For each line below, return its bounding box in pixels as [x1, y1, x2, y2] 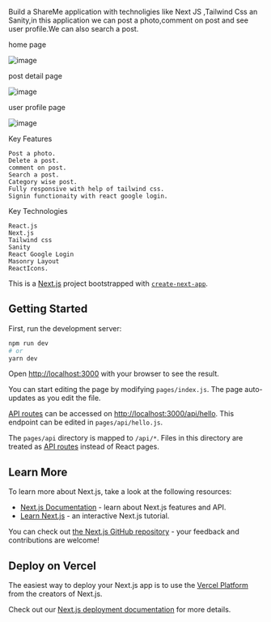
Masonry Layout [8, 258, 60, 266]
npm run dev [8, 339, 49, 347]
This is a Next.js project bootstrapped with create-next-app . [8, 279, 209, 288]
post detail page [8, 71, 63, 80]
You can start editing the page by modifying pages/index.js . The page [8, 385, 243, 394]
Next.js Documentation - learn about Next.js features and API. [19, 502, 227, 513]
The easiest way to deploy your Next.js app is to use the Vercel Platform [8, 581, 249, 590]
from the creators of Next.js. [8, 589, 103, 599]
